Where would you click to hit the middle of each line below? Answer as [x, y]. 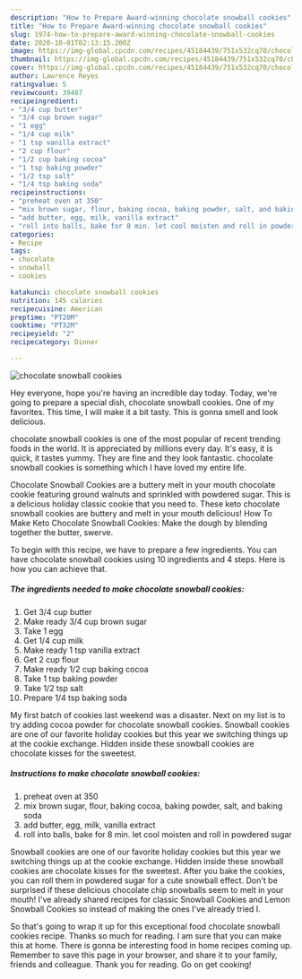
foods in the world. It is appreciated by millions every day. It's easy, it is [142, 448]
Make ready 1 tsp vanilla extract [82, 650]
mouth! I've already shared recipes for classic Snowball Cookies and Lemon [150, 899]
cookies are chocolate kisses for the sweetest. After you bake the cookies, [148, 871]
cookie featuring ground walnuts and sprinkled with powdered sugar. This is [151, 494]
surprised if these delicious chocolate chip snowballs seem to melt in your [147, 889]
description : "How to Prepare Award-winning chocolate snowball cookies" [151, 17]
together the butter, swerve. [62, 532]
